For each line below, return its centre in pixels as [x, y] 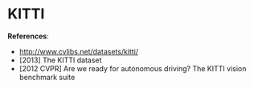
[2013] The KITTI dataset [60, 60]
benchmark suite [47, 77]
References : [28, 36]
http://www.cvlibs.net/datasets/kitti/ [78, 51]
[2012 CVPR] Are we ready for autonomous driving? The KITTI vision [133, 68]
